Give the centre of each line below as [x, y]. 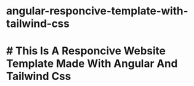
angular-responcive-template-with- [97, 11]
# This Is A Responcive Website [86, 51]
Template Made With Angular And [92, 64]
